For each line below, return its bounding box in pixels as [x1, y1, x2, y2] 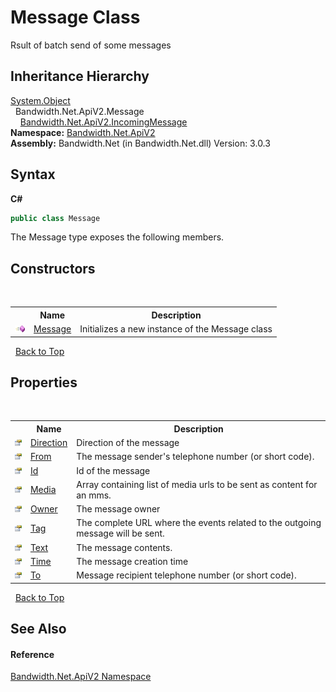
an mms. [76, 489, 112, 501]
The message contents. [76, 541, 173, 553]
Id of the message [76, 464, 151, 476]
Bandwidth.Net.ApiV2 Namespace [10, 671, 152, 683]
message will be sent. [76, 527, 165, 540]
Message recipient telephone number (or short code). [76, 569, 297, 581]
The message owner [76, 503, 161, 515]
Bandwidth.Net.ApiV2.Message [14, 105, 145, 117]
